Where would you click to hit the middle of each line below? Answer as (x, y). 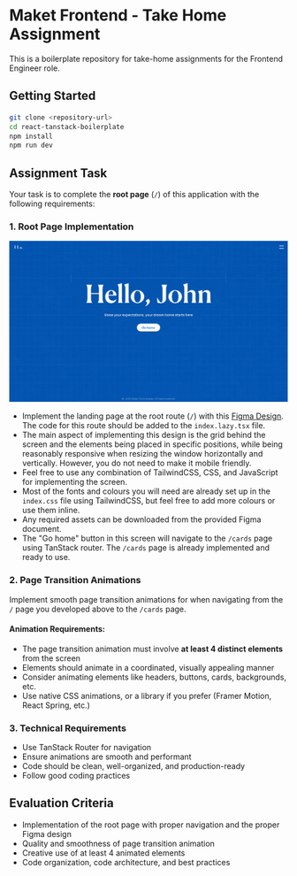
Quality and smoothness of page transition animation (118, 843)
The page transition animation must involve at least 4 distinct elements (152, 649)
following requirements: (52, 204)
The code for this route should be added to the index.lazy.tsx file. (144, 426)
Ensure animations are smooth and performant (107, 757)
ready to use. (46, 557)
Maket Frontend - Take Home (118, 15)
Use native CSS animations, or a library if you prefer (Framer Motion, (147, 695)
